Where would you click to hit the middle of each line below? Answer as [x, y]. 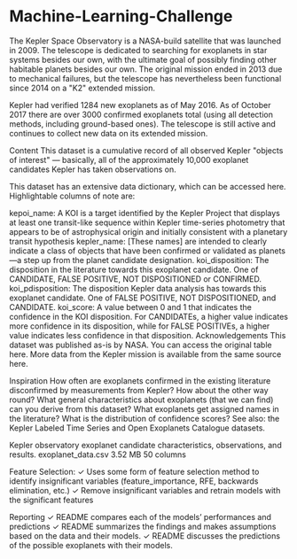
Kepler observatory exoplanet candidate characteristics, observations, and [145, 445]
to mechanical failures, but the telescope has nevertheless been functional [145, 78]
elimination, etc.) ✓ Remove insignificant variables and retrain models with [145, 490]
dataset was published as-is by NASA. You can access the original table [141, 345]
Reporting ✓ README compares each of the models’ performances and [141, 516]
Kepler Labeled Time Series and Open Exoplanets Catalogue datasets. [137, 428]
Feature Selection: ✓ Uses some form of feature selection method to [134, 471]
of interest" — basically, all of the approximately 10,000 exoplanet [129, 159]
